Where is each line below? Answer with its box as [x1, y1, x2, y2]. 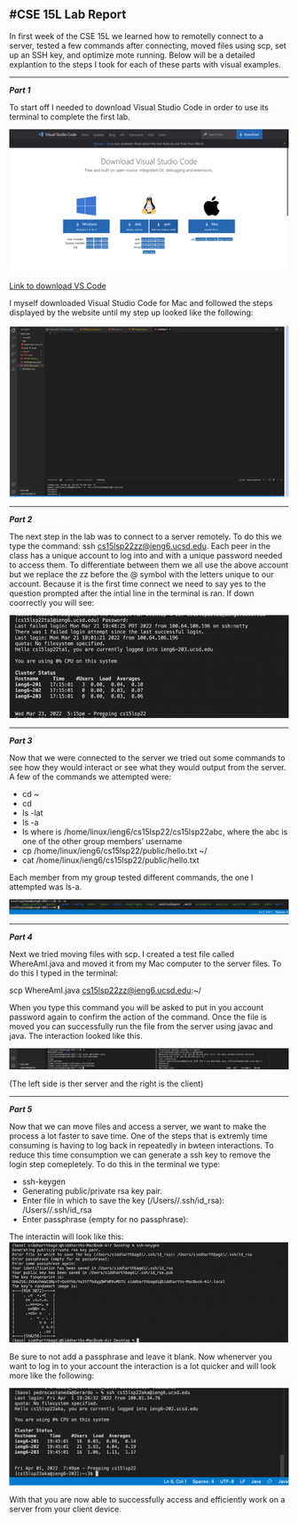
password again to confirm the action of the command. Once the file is [9, 1011, 268, 1022]
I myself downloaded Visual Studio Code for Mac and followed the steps [9, 297, 273, 308]
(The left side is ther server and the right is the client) [9, 1078, 204, 1089]
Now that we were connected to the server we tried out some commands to [9, 752, 286, 763]
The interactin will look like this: [9, 1231, 124, 1242]
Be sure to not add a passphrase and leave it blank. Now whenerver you [9, 1351, 273, 1362]
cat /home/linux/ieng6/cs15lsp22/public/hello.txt [21, 854, 200, 866]
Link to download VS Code [9, 280, 106, 291]
